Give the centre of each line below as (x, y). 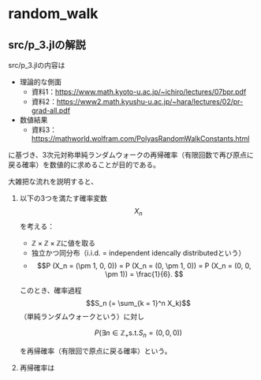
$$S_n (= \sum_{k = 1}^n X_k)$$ (138, 303)
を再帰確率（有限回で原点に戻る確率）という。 (95, 351)
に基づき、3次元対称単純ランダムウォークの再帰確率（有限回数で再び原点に (131, 155)
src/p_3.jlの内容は (37, 65)
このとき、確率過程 (50, 290)
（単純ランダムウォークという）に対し (82, 316)
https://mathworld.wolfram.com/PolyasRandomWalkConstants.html (140, 138)
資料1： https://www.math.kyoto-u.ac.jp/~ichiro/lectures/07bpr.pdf (139, 92)
